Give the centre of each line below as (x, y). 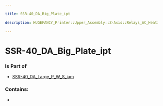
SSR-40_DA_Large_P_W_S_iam (43, 76)
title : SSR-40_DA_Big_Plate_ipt (38, 14)
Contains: (17, 89)
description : (18, 22)
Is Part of (16, 66)
